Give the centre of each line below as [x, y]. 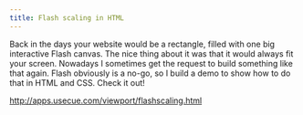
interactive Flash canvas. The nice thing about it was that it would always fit [151, 53]
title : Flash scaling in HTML [67, 18]
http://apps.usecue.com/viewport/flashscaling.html [106, 100]
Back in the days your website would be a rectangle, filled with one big [142, 44]
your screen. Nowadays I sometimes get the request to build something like [151, 63]
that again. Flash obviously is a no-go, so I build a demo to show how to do [150, 73]
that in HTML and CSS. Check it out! [78, 82]
